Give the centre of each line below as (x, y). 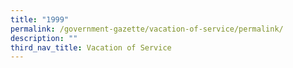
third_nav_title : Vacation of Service (91, 47)
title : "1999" (40, 19)
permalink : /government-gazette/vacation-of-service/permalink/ (147, 29)
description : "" (44, 38)
